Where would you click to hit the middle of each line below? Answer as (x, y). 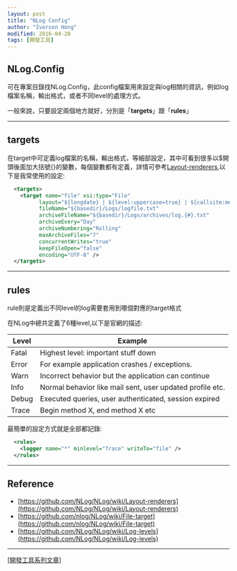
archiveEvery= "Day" (67, 222)
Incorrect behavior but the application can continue (125, 376)
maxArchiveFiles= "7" (69, 235)
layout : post (26, 14)
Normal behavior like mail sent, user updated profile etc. (133, 388)
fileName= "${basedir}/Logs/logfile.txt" (99, 209)
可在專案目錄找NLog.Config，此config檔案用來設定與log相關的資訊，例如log (118, 86)
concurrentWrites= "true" (75, 241)
